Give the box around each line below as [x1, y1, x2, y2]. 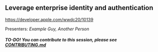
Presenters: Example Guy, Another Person [5, 26, 89, 32]
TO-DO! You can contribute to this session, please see [5, 37, 117, 43]
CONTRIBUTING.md [5, 42, 46, 48]
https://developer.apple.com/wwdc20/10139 [5, 16, 94, 22]
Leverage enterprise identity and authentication [5, 4, 154, 12]
